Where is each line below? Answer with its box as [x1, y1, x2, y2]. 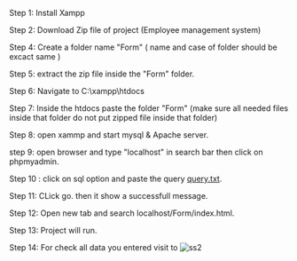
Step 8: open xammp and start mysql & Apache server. [9, 130, 209, 140]
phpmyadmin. [9, 156, 59, 167]
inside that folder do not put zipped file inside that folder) [9, 113, 218, 123]
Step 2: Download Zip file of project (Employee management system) [9, 25, 262, 35]
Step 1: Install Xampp [9, 8, 86, 18]
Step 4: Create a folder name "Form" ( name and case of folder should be [9, 42, 277, 52]
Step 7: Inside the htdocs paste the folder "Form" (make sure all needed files [9, 103, 289, 114]
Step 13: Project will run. [9, 225, 98, 235]
